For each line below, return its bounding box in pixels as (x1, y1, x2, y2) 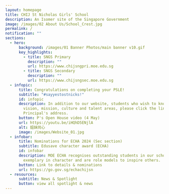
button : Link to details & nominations (18, 162, 102, 167)
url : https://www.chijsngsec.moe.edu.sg (27, 78, 114, 83)
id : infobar (18, 149, 44, 154)
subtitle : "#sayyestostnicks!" (18, 92, 84, 97)
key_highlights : (18, 50, 53, 55)
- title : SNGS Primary (23, 54, 71, 60)
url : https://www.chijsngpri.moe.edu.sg (27, 64, 114, 69)
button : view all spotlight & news (18, 181, 94, 186)
